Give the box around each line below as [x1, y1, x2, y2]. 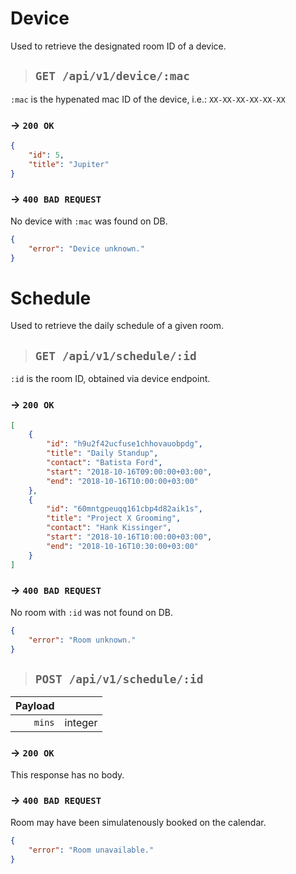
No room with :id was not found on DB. [10, 606, 173, 618]
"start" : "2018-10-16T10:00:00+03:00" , [46, 532, 213, 542]
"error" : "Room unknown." [28, 635, 137, 645]
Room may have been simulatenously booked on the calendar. [10, 816, 267, 828]
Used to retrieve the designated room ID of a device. [10, 40, 227, 52]
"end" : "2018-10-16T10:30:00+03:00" [46, 541, 199, 551]
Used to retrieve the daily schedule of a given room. [10, 320, 225, 332]
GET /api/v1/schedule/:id [34, 348, 197, 363]
